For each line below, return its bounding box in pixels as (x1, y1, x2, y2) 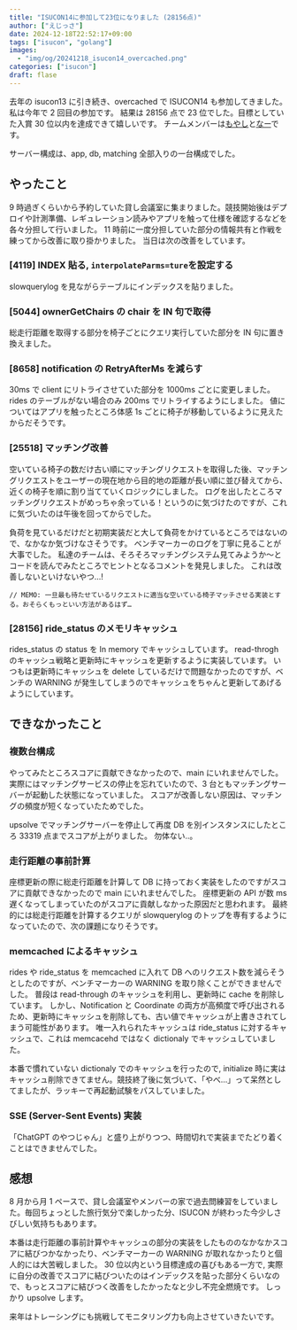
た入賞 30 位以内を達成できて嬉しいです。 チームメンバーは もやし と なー (9, 118, 271, 128)
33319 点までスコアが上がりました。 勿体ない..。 (19, 830, 198, 841)
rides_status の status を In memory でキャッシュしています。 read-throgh (9, 644, 279, 655)
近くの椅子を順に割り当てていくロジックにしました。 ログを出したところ (9, 486, 275, 496)
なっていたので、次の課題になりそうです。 (9, 921, 164, 931)
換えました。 (9, 338, 56, 349)
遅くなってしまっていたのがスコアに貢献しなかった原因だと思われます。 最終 (9, 898, 288, 909)
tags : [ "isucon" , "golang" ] (9, 37, 113, 47)
